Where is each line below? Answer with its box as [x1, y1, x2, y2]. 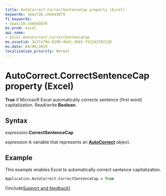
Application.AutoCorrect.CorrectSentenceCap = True [5, 176, 114, 181]
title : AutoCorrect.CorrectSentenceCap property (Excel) [5, 7, 125, 12]
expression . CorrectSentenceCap [5, 130, 73, 136]
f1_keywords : [5, 16, 32, 21]
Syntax [5, 116, 28, 125]
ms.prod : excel [5, 26, 37, 31]
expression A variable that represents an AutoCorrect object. [5, 139, 130, 145]
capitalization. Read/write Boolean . [5, 102, 77, 108]
